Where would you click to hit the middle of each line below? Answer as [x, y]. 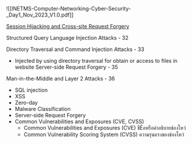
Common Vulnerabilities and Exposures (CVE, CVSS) [79, 121]
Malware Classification [43, 109]
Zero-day [26, 103]
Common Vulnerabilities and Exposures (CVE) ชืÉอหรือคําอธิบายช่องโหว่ [105, 128]
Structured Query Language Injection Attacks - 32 [67, 38]
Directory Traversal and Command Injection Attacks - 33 [75, 49]
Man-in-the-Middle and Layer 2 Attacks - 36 [61, 79]
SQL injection [31, 90]
